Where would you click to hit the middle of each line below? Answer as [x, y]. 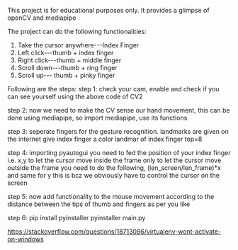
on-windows [25, 239]
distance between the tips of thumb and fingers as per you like [99, 204]
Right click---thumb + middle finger [69, 60]
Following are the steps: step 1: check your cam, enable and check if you [113, 89]
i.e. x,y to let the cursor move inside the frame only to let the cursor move [114, 160]
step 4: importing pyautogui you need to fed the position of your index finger [119, 153]
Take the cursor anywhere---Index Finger [78, 45]
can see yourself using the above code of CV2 [75, 96]
